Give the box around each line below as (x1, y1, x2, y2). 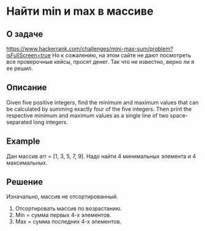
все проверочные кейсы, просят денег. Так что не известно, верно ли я (6, 58, 195, 65)
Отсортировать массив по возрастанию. (15, 205, 122, 213)
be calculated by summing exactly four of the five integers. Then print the (6, 105, 192, 112)
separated (6, 118, 32, 125)
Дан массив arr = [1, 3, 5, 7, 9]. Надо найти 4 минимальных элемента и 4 (6, 152, 196, 160)
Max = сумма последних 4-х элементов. (15, 218, 122, 225)
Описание (6, 82, 47, 93)
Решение (6, 177, 43, 187)
